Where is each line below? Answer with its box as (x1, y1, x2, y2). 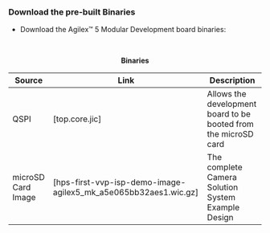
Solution (207, 182, 239, 193)
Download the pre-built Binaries (8, 6, 136, 18)
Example (207, 202, 239, 213)
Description (209, 75, 256, 86)
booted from (207, 119, 255, 130)
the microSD (207, 129, 255, 140)
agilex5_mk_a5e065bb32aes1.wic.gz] (52, 187, 199, 198)
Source (14, 75, 43, 86)
